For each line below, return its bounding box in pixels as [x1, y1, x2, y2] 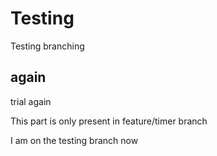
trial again [10, 95, 52, 107]
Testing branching [10, 40, 85, 52]
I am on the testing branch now [10, 134, 139, 146]
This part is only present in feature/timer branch [10, 115, 208, 127]
